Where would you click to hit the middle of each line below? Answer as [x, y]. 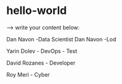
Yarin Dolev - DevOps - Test [42, 51]
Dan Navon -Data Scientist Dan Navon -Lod [61, 39]
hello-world [37, 11]
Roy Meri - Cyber [28, 74]
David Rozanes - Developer [41, 63]
